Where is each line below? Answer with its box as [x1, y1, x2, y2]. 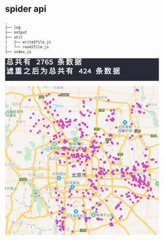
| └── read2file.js [5, 44, 49, 49]
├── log [5, 25, 21, 30]
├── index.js [5, 49, 32, 54]
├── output [5, 30, 27, 35]
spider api [5, 3, 46, 15]
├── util [5, 35, 23, 40]
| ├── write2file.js [5, 40, 51, 44]
